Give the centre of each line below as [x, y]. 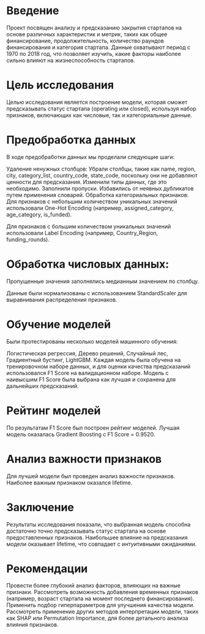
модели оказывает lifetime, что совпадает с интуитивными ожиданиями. [102, 544]
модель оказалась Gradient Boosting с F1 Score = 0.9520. [81, 434]
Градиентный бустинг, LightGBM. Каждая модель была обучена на [94, 360]
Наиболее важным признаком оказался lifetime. [69, 482]
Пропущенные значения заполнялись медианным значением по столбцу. [103, 281]
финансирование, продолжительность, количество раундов [85, 41]
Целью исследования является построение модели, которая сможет [97, 102]
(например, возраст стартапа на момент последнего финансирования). [100, 598]
